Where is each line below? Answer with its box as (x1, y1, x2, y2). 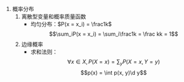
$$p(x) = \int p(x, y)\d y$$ (80, 69, 147, 76)
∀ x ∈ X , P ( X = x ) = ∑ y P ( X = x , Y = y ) (67, 58, 161, 67)
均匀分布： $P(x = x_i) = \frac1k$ (30, 21, 112, 27)
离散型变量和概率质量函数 (21, 13, 86, 20)
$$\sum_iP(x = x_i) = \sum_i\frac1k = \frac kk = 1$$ (48, 30, 178, 38)
